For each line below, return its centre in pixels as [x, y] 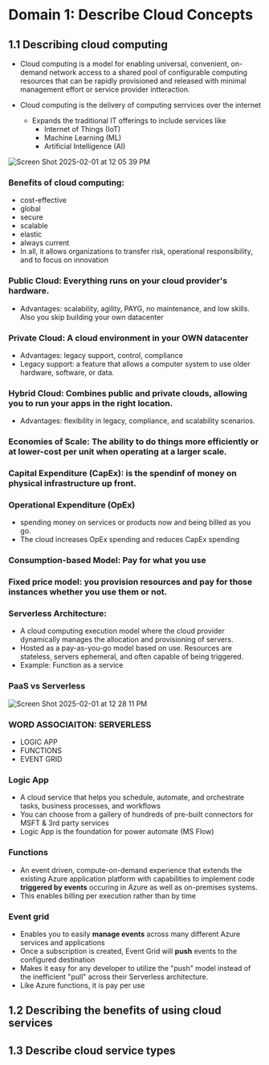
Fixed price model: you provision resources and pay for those [130, 582]
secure [31, 217]
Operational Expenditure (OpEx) [72, 504]
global [31, 209]
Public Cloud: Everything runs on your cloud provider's [118, 281]
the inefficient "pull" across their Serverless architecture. [114, 977]
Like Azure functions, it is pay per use [82, 985]
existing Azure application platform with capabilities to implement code [137, 878]
